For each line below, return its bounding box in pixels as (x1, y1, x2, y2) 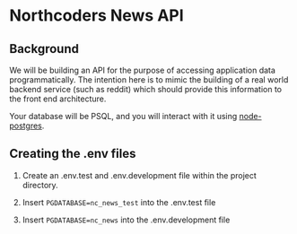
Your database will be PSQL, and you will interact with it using (9, 111, 238, 121)
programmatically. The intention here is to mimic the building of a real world (9, 74, 289, 85)
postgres (9, 120, 42, 131)
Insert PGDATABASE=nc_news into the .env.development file (22, 214, 231, 225)
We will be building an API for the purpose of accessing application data (9, 65, 276, 75)
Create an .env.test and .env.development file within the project (22, 169, 258, 180)
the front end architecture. (9, 93, 107, 104)
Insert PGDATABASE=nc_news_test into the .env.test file (22, 196, 216, 207)
